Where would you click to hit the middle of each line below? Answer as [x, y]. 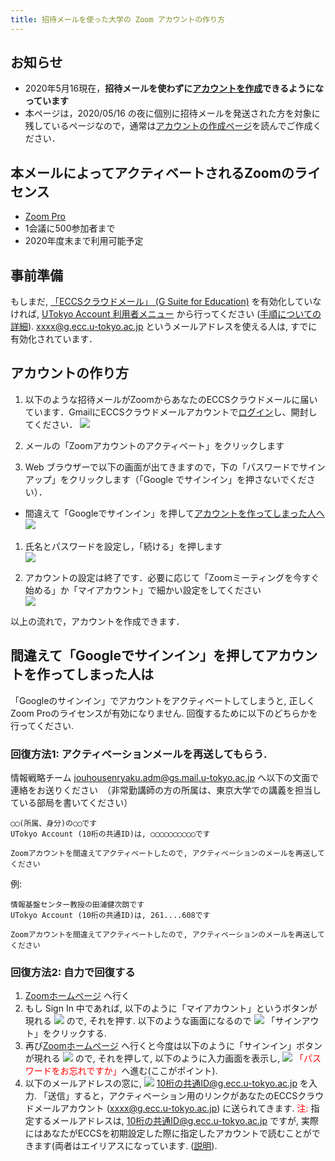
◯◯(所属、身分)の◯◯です [54, 823]
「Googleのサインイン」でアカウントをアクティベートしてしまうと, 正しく [163, 700]
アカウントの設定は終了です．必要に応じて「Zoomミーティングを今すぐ [172, 577]
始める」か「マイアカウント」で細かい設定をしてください [143, 590]
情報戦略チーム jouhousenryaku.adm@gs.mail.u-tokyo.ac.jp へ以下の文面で [165, 777]
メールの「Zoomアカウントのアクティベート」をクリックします [154, 445]
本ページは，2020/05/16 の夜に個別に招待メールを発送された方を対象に [172, 113]
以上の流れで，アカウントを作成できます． [97, 621]
